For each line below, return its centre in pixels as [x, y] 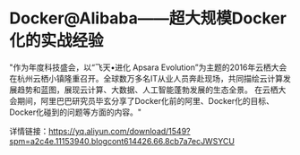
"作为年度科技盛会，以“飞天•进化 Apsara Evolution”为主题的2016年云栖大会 [148, 67]
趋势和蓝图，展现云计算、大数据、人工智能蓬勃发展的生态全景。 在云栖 [147, 90]
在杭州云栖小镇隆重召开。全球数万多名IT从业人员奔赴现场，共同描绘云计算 [146, 78]
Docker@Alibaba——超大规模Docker [148, 18]
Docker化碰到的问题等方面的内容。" [75, 112]
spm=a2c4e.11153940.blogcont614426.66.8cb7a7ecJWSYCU [122, 141]
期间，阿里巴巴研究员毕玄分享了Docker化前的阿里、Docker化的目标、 [146, 100]
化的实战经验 [57, 41]
